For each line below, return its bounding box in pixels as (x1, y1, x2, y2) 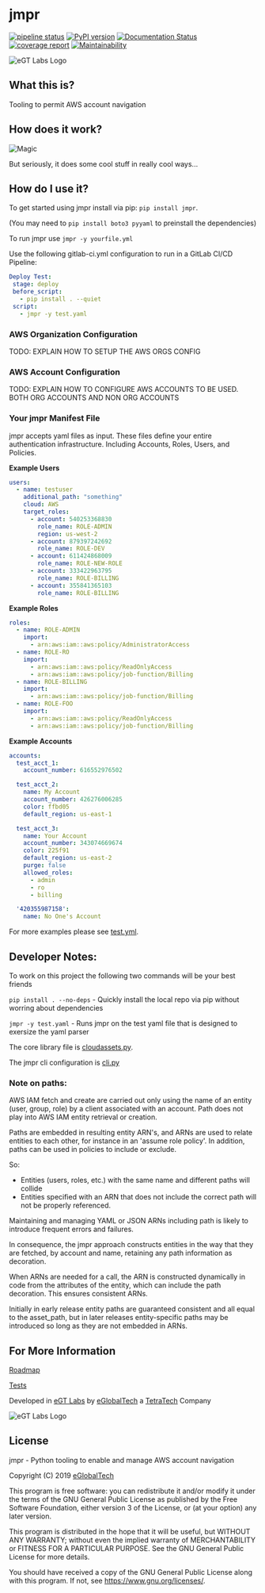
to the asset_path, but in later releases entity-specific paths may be (9, 1313, 229, 1322)
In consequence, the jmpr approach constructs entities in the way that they (9, 1240, 254, 1249)
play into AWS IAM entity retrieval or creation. (9, 1112, 157, 1122)
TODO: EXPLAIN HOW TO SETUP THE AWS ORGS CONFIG (9, 347, 201, 356)
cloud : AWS (23, 501, 59, 509)
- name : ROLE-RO (16, 648, 70, 656)
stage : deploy (12, 280, 59, 289)
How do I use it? (9, 182, 89, 195)
